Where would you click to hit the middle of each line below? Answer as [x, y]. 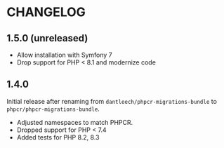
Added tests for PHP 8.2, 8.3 [58, 137]
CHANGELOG [46, 12]
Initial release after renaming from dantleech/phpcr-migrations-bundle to [112, 101]
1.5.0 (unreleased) [47, 38]
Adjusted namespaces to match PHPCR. [75, 122]
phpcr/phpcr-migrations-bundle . [53, 109]
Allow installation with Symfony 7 [65, 55]
